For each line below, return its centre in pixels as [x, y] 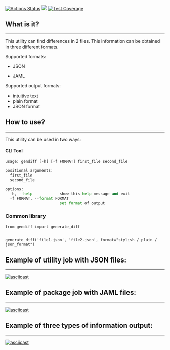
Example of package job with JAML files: [71, 293]
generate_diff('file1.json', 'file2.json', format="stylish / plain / [81, 240]
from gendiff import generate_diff [43, 227]
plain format [25, 101]
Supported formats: [26, 56]
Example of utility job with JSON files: [66, 260]
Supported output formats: [33, 85]
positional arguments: [29, 170]
